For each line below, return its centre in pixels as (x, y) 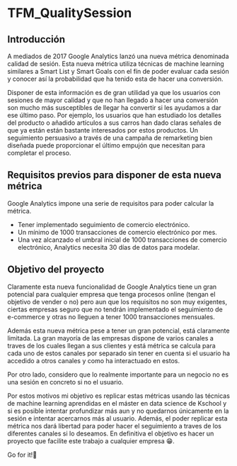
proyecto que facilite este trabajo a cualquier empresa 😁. (91, 440)
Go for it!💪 (22, 455)
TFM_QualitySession (70, 13)
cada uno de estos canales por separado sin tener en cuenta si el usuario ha (119, 353)
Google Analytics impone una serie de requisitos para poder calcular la (111, 203)
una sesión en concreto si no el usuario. (65, 382)
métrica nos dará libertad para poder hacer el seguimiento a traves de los (114, 426)
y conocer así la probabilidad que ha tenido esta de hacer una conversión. (115, 79)
